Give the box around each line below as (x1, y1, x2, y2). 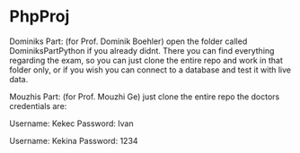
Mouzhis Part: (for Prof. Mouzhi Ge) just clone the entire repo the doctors (9, 91, 280, 102)
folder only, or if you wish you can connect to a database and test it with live (9, 64, 292, 75)
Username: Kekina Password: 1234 (9, 135, 138, 146)
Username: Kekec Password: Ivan (9, 118, 134, 129)
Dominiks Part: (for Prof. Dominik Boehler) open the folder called (9, 36, 248, 47)
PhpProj (9, 6, 70, 27)
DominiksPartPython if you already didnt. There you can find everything (9, 45, 275, 55)
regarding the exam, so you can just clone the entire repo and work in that (9, 55, 283, 65)
